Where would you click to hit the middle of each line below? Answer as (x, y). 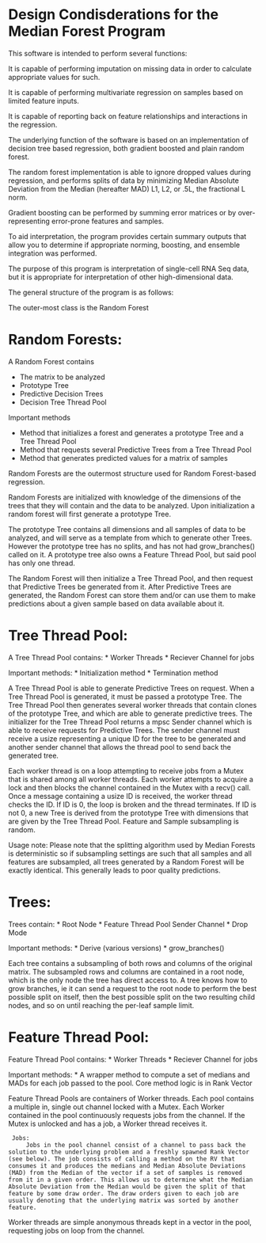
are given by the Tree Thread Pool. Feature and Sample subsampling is (123, 821)
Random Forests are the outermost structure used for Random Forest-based (132, 473)
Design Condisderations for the (114, 15)
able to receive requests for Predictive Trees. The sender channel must (124, 730)
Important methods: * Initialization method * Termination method (113, 673)
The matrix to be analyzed (62, 377)
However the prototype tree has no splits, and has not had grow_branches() (132, 546)
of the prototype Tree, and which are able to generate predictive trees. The (131, 713)
